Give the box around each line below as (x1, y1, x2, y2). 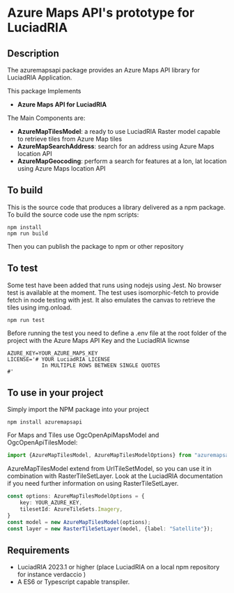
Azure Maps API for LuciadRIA (17, 100, 107, 109)
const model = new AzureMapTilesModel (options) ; (7, 518, 151, 525)
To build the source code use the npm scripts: (7, 210, 139, 219)
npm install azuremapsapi (7, 419, 82, 426)
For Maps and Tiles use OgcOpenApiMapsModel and (7, 431, 159, 440)
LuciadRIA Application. (7, 73, 72, 82)
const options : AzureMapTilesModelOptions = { (7, 493, 145, 500)
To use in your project (7, 387, 104, 399)
